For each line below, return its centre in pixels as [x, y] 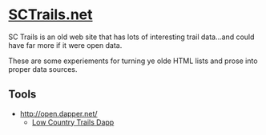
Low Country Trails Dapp [73, 122]
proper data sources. [43, 69]
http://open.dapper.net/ [58, 113]
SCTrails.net [50, 15]
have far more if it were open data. [65, 45]
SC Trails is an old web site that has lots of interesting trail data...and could [131, 37]
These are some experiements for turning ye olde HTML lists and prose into [133, 61]
